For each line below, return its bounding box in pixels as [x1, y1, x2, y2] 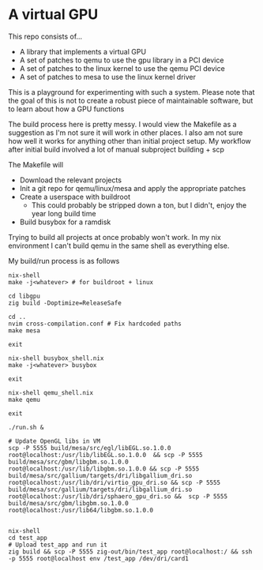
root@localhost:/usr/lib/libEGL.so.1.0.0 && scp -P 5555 [8, 451, 203, 459]
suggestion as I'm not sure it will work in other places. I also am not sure [8, 128, 243, 137]
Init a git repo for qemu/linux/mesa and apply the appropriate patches [19, 183, 246, 193]
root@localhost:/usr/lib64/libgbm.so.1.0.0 [8, 506, 154, 514]
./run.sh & [8, 423, 44, 431]
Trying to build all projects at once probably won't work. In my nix [8, 232, 221, 242]
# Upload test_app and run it [8, 541, 108, 549]
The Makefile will [8, 159, 64, 169]
